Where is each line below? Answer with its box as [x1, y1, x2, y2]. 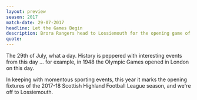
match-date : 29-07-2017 [6, 19, 65, 25]
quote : [6, 36, 22, 42]
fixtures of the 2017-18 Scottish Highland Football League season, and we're [6, 82, 191, 89]
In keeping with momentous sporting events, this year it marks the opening [6, 76, 187, 83]
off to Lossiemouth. [6, 89, 54, 95]
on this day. [6, 65, 34, 71]
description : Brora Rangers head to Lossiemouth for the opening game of [6, 31, 191, 36]
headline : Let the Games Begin [6, 25, 83, 31]
